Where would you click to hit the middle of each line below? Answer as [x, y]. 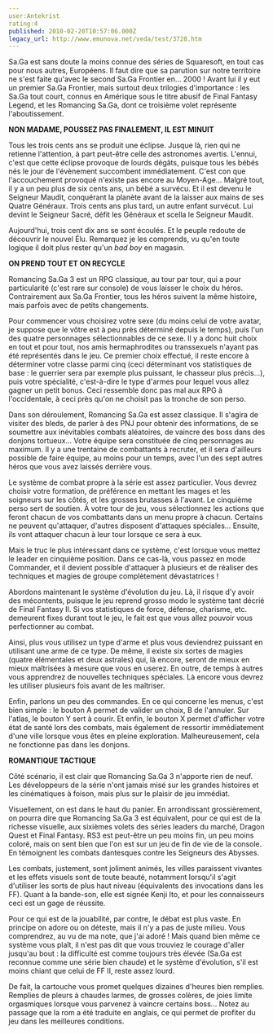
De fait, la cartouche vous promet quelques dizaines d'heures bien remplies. [136, 987]
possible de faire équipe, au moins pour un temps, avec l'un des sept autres [136, 458]
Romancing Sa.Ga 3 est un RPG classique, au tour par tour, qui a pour [125, 279]
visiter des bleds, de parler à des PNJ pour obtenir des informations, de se [134, 424]
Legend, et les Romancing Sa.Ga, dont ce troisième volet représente [123, 105]
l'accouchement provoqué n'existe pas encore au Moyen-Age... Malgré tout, [136, 180]
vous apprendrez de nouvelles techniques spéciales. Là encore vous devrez [136, 677]
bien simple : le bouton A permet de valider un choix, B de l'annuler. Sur [129, 711]
